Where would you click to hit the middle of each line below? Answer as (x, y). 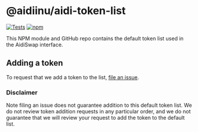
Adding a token (35, 63)
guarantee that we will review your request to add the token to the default (95, 118)
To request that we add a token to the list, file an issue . (73, 77)
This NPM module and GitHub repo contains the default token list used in (95, 38)
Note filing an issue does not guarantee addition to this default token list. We (99, 105)
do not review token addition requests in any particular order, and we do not (98, 111)
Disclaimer (22, 92)
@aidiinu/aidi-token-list (66, 11)
